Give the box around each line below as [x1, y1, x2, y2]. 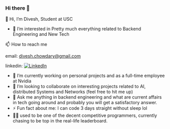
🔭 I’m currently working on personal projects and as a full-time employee [12, 73, 165, 79]
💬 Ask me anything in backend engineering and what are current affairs [12, 94, 162, 100]
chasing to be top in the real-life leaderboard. [12, 118, 108, 124]
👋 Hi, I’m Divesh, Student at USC [5, 16, 73, 22]
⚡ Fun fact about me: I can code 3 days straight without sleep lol [12, 105, 148, 111]
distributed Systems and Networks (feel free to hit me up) [12, 89, 133, 95]
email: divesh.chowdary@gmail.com [5, 53, 81, 59]
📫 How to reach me [5, 41, 47, 48]
